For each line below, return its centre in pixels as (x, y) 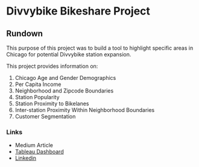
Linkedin (26, 158)
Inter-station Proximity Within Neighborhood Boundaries (85, 110)
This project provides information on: (52, 66)
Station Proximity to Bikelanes (52, 103)
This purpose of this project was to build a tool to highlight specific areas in (100, 48)
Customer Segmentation (45, 116)
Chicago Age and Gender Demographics (65, 78)
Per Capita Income (38, 84)
